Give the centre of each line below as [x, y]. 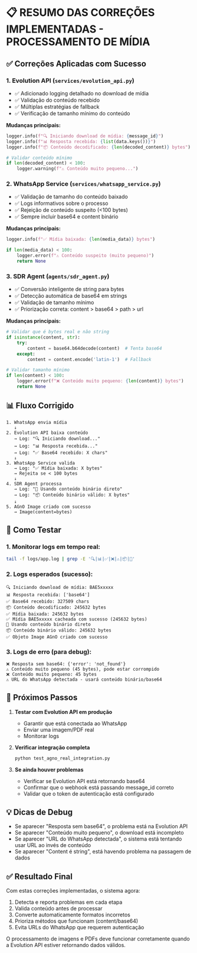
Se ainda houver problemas [49, 770]
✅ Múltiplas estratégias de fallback [57, 107]
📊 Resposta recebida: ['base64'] [48, 595]
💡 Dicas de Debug [39, 812]
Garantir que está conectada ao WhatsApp [75, 723]
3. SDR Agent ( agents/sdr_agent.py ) [58, 276]
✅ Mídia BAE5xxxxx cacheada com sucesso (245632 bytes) [77, 619]
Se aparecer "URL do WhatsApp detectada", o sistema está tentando [98, 839]
